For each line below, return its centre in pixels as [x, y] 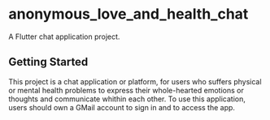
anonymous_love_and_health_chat [128, 14]
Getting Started [48, 62]
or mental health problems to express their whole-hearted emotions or [126, 90]
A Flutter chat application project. [64, 36]
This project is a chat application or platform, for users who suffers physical [135, 81]
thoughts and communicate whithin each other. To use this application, [127, 99]
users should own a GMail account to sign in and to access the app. [122, 107]
